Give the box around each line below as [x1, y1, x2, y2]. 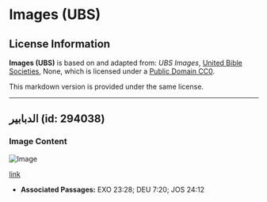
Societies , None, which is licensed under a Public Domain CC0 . [9, 67, 216, 76]
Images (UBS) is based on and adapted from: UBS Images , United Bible [9, 58, 242, 67]
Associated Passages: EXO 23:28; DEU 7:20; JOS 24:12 [20, 185, 205, 194]
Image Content [9, 136, 68, 147]
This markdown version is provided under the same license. [9, 82, 204, 91]
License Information [9, 37, 110, 51]
